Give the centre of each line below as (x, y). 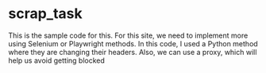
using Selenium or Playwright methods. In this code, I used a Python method (133, 43)
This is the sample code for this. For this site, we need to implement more (128, 35)
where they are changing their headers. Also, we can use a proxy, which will (133, 52)
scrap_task (45, 14)
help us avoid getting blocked (57, 60)
